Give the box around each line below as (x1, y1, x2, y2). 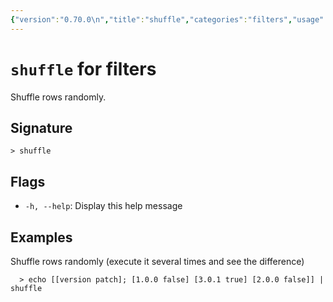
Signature (10, 119, 73, 136)
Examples (10, 229, 73, 246)
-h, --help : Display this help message (24, 200, 183, 212)
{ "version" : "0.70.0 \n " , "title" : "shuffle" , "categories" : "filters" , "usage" (10, 14, 325, 25)
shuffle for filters (10, 57, 157, 80)
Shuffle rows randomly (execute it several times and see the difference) (10, 256, 305, 267)
